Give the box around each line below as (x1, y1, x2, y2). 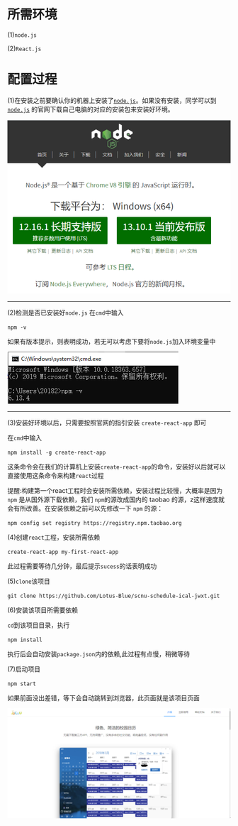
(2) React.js (7, 44, 42, 53)
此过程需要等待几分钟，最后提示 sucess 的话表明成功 (7, 562, 157, 570)
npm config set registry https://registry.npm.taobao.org (7, 519, 182, 526)
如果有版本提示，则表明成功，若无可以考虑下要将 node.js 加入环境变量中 (7, 337, 216, 345)
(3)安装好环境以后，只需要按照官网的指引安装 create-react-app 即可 (7, 418, 207, 427)
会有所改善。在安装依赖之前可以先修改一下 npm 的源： (7, 504, 164, 512)
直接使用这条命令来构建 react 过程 (7, 471, 104, 479)
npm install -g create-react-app (7, 449, 106, 456)
